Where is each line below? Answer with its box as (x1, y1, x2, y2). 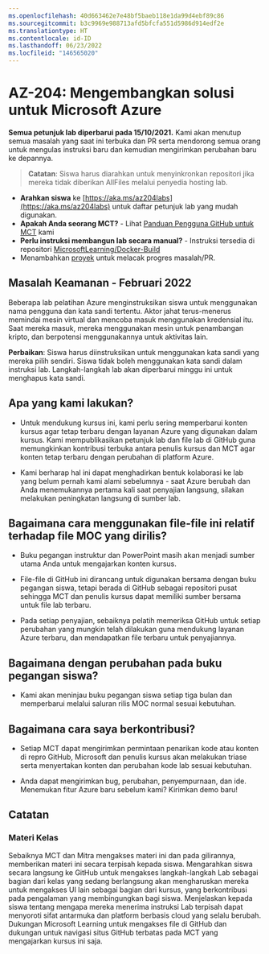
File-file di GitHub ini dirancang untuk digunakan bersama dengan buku (19, 575, 257, 584)
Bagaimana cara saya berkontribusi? (8, 722, 196, 736)
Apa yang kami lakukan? (8, 396, 134, 411)
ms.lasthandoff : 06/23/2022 (8, 42, 103, 50)
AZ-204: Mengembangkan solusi (8, 84, 234, 102)
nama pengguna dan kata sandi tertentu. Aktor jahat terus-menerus (8, 306, 231, 316)
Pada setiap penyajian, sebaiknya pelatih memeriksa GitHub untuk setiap (19, 616, 261, 626)
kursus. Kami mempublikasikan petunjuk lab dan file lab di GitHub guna (19, 435, 255, 444)
